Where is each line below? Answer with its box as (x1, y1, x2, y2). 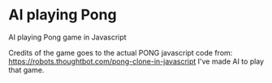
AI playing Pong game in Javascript (8, 32, 127, 42)
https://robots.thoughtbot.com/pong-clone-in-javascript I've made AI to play (8, 56, 265, 66)
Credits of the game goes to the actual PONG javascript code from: (8, 48, 233, 57)
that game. (8, 64, 45, 74)
